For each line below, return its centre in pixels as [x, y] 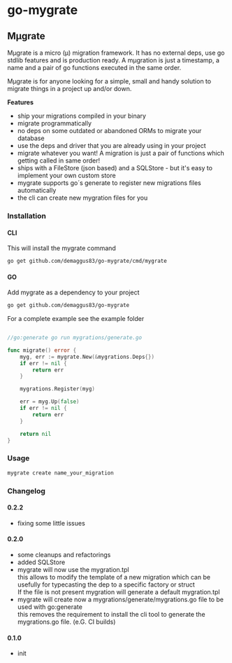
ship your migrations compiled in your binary [82, 116]
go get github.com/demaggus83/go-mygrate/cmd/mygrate [87, 261]
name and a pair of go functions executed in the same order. [94, 68]
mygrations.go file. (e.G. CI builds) [66, 622]
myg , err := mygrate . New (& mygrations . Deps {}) [87, 357]
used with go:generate [50, 607]
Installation [27, 216]
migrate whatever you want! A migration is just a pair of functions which [121, 153]
